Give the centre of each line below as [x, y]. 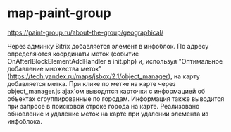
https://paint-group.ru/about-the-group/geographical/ [86, 32]
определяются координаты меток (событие [73, 54]
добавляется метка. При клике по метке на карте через [92, 83]
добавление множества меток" [55, 68]
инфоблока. [25, 121]
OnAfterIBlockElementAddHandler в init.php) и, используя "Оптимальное [115, 61]
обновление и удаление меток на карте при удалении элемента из [108, 114]
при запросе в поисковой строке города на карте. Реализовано [104, 106]
